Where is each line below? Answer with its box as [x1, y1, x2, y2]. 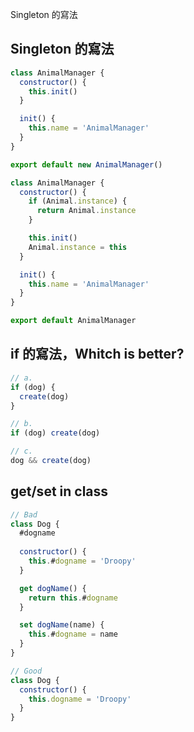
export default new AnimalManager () [10, 159, 163, 170]
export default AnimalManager [10, 316, 137, 326]
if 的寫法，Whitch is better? [10, 346, 185, 363]
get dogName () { [19, 583, 87, 593]
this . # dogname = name [28, 629, 118, 640]
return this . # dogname [28, 593, 118, 603]
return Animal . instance [36, 206, 137, 216]
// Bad [10, 509, 38, 520]
